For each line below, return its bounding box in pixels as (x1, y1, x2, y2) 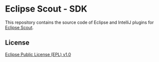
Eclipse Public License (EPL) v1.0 (5, 51, 71, 57)
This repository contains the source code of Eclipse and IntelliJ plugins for (5, 19, 154, 25)
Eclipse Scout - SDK (5, 3, 88, 15)
